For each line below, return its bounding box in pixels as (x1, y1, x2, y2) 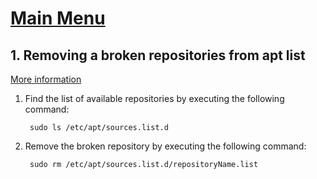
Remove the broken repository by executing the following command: (24, 140, 307, 152)
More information (10, 73, 82, 85)
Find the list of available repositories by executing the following (24, 93, 285, 104)
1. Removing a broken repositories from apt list (10, 47, 306, 64)
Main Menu (10, 7, 106, 30)
